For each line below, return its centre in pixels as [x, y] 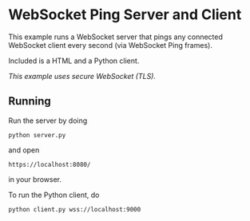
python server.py [37, 135]
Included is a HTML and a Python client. [74, 61]
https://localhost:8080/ [50, 164]
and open [24, 150]
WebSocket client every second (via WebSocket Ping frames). [111, 45]
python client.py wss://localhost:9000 [75, 209]
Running [30, 101]
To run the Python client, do [54, 195]
